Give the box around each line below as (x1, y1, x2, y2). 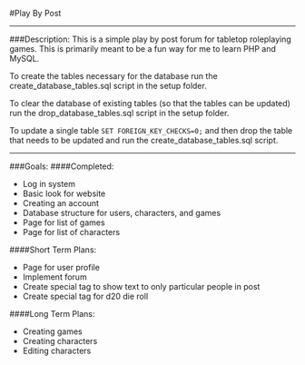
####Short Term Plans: (9, 244, 97, 255)
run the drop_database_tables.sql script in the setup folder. (9, 108, 230, 118)
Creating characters (22, 336, 98, 346)
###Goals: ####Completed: (9, 161, 114, 172)
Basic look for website (22, 188, 106, 199)
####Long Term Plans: (9, 309, 95, 319)
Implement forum (22, 271, 88, 282)
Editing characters (22, 345, 92, 356)
